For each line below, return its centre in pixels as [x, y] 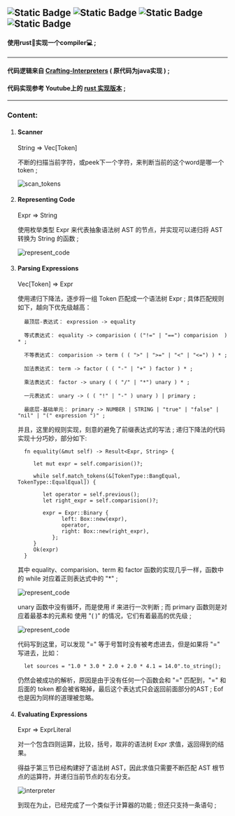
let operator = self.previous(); [91, 494]
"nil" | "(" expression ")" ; [62, 415]
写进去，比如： [39, 653]
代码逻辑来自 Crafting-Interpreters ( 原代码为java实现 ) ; [88, 71]
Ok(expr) [46, 550]
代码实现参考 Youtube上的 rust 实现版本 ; [66, 88]
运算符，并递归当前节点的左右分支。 [82, 777]
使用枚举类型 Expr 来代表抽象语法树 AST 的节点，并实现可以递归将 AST [120, 229]
